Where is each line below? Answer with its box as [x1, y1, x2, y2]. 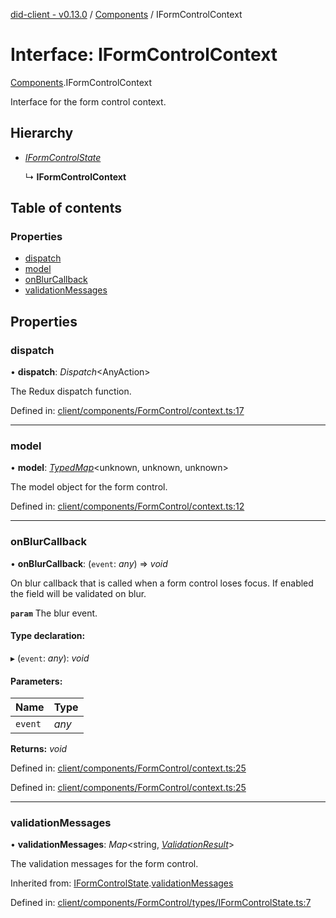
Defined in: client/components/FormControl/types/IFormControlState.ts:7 [10, 897, 312, 909]
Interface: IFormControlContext [10, 44, 278, 66]
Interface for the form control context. [10, 95, 167, 108]
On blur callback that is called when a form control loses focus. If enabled [10, 577, 314, 589]
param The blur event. [10, 607, 98, 619]
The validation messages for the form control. [10, 858, 199, 870]
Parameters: [10, 675, 63, 687]
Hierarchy [10, 125, 74, 142]
